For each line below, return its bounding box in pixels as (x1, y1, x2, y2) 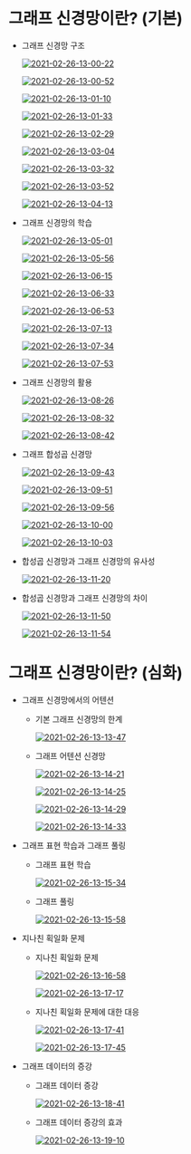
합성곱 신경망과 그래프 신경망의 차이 (21, 592, 148, 603)
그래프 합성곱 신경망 (21, 448, 92, 459)
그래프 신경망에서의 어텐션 (21, 694, 115, 705)
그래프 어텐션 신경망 (34, 750, 106, 761)
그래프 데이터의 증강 (21, 1061, 92, 1072)
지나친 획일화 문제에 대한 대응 (34, 1006, 139, 1017)
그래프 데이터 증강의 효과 (34, 1116, 123, 1128)
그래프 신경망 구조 (21, 40, 85, 51)
